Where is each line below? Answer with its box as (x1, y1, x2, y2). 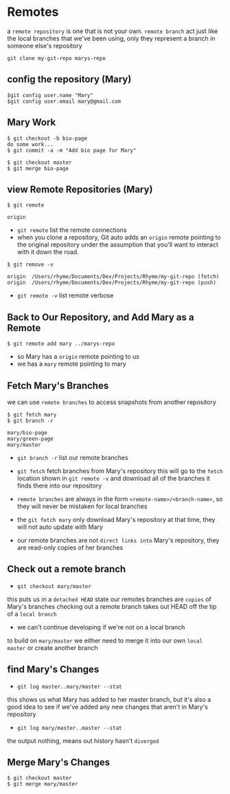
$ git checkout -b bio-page (7, 135, 88, 142)
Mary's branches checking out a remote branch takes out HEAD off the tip (7, 602, 217, 610)
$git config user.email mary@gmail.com (7, 98, 122, 105)
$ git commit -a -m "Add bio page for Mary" (7, 147, 137, 154)
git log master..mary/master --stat (16, 683, 122, 690)
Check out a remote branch (7, 563, 126, 575)
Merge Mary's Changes (7, 757, 111, 769)
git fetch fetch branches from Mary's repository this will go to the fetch (16, 467, 223, 475)
